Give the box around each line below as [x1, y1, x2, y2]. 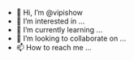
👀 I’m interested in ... [15, 16, 85, 26]
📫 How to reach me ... [15, 43, 92, 52]
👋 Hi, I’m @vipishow [15, 8, 84, 17]
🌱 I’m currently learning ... [15, 25, 103, 34]
